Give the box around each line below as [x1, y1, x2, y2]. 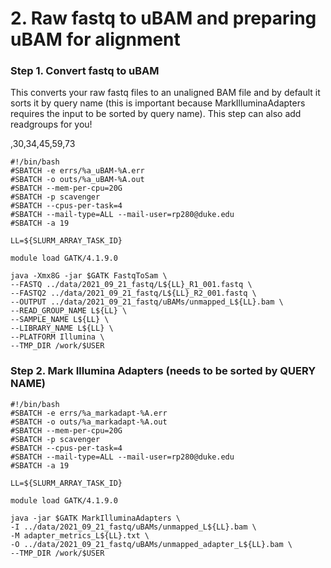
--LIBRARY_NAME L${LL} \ [10, 323, 114, 334]
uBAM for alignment [10, 28, 181, 51]
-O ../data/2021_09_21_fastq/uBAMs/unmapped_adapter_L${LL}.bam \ [10, 539, 293, 549]
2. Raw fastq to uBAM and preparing [10, 7, 317, 30]
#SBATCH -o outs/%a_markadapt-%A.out [10, 417, 168, 427]
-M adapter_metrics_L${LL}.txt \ [10, 530, 150, 541]
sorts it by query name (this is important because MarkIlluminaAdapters [10, 97, 306, 109]
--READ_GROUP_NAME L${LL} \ [10, 306, 128, 316]
